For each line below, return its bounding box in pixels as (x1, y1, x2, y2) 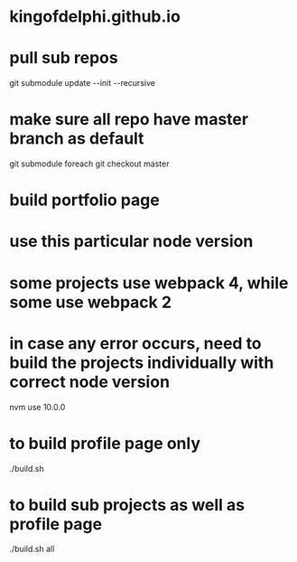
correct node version (9, 371, 170, 392)
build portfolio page (9, 190, 160, 211)
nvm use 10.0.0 (9, 401, 66, 412)
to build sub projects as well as (9, 494, 246, 515)
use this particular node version (9, 231, 254, 252)
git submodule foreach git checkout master (9, 158, 170, 169)
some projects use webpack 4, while (9, 273, 289, 293)
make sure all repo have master (9, 109, 249, 130)
